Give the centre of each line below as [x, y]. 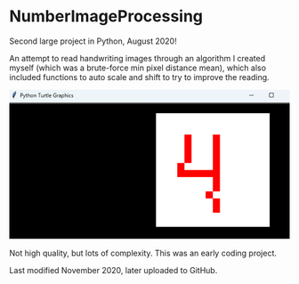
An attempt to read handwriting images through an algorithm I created [137, 58]
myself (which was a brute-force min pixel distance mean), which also [138, 68]
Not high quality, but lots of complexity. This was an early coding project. [143, 253]
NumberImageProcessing [106, 16]
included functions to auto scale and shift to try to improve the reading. [139, 77]
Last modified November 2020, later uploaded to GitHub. [113, 271]
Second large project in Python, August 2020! [93, 41]
